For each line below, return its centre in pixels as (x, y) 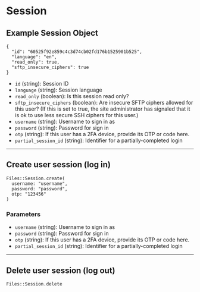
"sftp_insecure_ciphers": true (50, 67)
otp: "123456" (29, 194)
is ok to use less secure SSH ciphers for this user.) (76, 115)
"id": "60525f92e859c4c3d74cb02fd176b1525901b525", (77, 52)
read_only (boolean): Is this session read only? (72, 96)
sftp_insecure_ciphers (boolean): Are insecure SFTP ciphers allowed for (104, 103)
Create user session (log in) (59, 165)
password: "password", (40, 189)
